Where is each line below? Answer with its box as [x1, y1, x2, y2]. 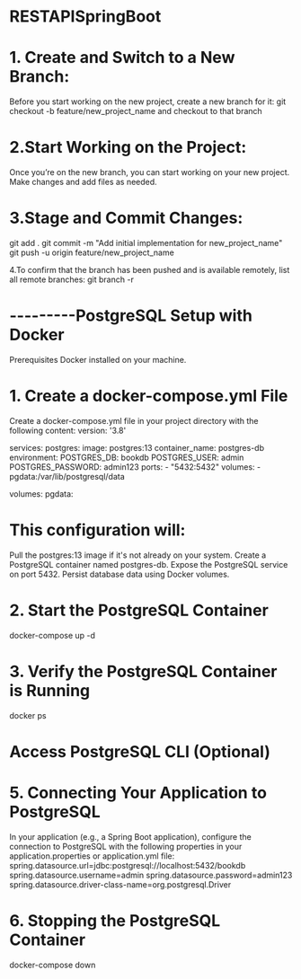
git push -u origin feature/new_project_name [9, 247, 175, 258]
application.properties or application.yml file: [9, 851, 175, 861]
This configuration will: [9, 520, 186, 541]
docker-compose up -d [9, 630, 96, 640]
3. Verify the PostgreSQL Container [9, 661, 278, 682]
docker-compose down [9, 959, 96, 970]
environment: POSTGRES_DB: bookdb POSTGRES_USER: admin [9, 452, 244, 463]
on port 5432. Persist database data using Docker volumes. [9, 569, 230, 579]
